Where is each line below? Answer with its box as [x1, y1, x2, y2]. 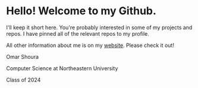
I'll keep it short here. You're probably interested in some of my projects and [6, 24, 193, 31]
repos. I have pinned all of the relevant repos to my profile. [6, 30, 150, 37]
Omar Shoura [6, 53, 39, 60]
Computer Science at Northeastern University [6, 64, 118, 72]
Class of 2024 [6, 76, 41, 83]
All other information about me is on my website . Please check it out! [6, 42, 174, 49]
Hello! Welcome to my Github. [6, 4, 156, 18]
